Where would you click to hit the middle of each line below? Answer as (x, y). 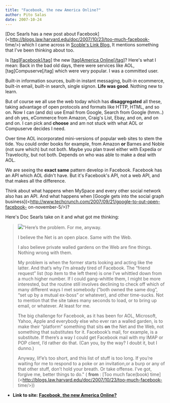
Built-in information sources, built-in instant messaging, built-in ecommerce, (85, 81)
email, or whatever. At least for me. (54, 306)
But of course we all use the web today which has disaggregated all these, (84, 102)
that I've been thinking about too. (40, 50)
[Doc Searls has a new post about (41, 34)
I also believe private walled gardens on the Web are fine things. (85, 247)
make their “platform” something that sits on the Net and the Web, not (91, 326)
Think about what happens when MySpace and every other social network (83, 191)
